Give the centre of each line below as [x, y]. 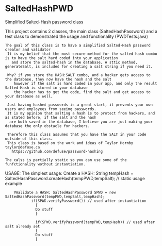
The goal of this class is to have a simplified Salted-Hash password [78, 45]
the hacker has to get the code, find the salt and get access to [82, 92]
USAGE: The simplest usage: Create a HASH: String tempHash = [69, 173]
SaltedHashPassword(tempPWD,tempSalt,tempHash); [55, 197]
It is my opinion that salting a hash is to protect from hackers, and [81, 113]
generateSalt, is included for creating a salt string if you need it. [79, 66]
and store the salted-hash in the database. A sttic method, [74, 62]
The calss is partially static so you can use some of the [66, 160]
